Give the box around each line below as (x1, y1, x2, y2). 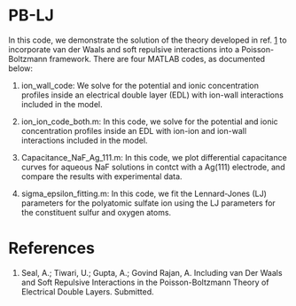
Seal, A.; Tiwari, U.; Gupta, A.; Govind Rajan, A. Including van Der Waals (20, 267, 283, 278)
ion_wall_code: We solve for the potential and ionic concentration (20, 80, 259, 90)
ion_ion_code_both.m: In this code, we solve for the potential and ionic (20, 116, 278, 127)
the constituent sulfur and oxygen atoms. (20, 207, 172, 217)
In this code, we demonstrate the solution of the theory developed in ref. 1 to (8, 35, 287, 45)
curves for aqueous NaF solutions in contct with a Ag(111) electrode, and (20, 161, 285, 172)
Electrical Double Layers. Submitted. (20, 286, 154, 297)
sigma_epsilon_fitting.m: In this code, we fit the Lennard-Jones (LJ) (20, 188, 268, 199)
